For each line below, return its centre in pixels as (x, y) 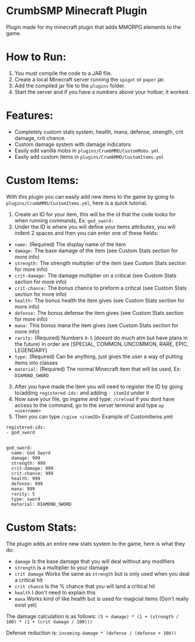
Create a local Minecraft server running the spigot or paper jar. (90, 79)
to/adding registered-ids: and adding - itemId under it (82, 393)
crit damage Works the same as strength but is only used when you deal (102, 573)
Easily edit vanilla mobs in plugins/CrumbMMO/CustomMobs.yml (87, 150)
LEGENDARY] (31, 350)
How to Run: (36, 57)
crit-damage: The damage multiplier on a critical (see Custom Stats (95, 275)
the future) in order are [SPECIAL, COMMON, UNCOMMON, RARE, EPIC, (101, 344)
